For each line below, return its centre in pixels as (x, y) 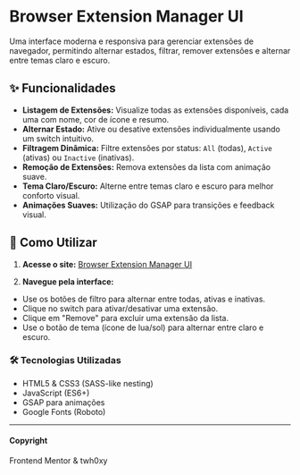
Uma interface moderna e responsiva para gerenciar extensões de (132, 41)
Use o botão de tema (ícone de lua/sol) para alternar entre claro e (143, 327)
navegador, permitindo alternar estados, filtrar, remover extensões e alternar (150, 50)
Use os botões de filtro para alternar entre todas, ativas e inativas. (144, 299)
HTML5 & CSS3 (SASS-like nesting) (87, 383)
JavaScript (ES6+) (56, 393)
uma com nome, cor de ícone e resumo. (96, 119)
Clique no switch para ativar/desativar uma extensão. (120, 308)
